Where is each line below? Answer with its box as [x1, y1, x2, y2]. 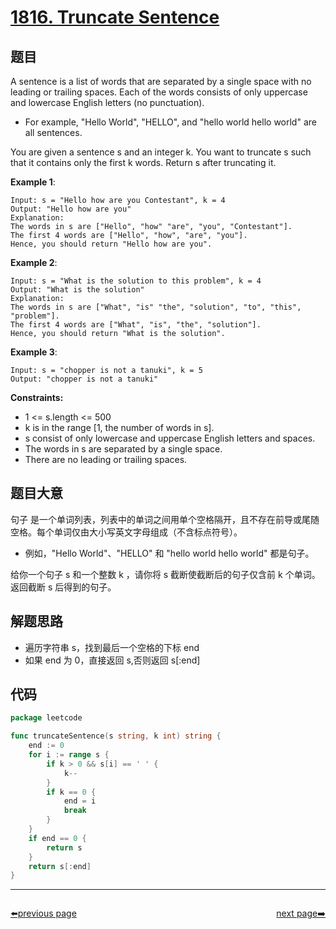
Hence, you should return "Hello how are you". [10, 239, 213, 249]
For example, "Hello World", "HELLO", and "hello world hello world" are [24, 116, 317, 128]
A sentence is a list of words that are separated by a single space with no [10, 76, 312, 87]
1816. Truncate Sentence [10, 6, 220, 29]
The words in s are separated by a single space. [24, 443, 223, 455]
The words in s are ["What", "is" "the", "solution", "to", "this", [10, 302, 302, 312]
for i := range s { [28, 750, 110, 760]
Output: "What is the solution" [10, 285, 145, 295]
